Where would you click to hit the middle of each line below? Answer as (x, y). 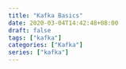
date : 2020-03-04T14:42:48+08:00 (63, 23)
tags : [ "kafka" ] (35, 38)
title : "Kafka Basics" (46, 15)
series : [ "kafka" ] (38, 52)
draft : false (30, 30)
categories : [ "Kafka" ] (46, 45)
